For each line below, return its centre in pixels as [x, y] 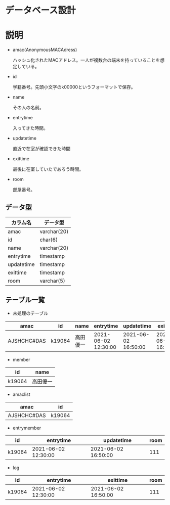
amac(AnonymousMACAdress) [45, 50]
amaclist [21, 394]
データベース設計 [40, 10]
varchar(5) [53, 281]
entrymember [27, 428]
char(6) [49, 240]
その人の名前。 [28, 108]
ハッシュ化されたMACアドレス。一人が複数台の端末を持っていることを [86, 60]
